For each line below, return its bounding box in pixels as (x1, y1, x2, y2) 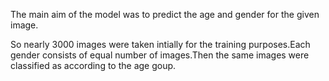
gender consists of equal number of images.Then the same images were (10, 49, 310, 61)
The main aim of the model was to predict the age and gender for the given (10, 9, 320, 20)
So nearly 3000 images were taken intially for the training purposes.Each (10, 39, 311, 50)
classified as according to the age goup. (10, 60, 177, 71)
